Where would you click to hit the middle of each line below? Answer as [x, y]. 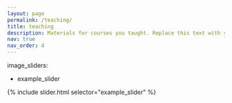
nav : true [21, 39]
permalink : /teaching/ [40, 20]
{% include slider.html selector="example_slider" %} [82, 92]
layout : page [26, 13]
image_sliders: [28, 65]
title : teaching [30, 26]
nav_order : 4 [26, 46]
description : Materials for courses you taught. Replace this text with [114, 33]
